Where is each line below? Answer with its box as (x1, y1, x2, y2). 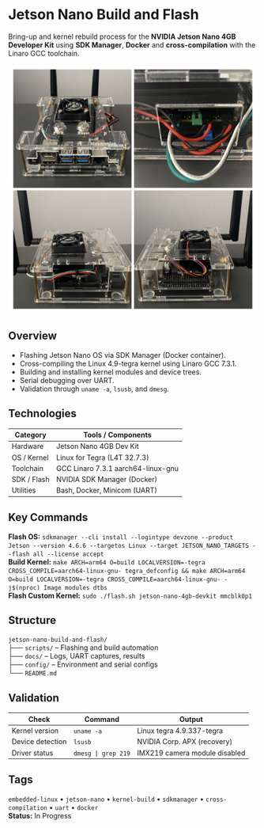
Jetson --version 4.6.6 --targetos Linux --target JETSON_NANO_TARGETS (8, 541, 249, 549)
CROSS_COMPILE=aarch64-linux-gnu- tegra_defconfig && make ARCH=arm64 (8, 567, 246, 575)
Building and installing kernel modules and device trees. (19, 367, 202, 377)
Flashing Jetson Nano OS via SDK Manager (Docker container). (19, 350, 227, 359)
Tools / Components (82, 430, 152, 440)
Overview (8, 329, 58, 343)
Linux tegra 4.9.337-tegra (137, 726, 224, 735)
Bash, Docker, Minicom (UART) (56, 485, 158, 496)
